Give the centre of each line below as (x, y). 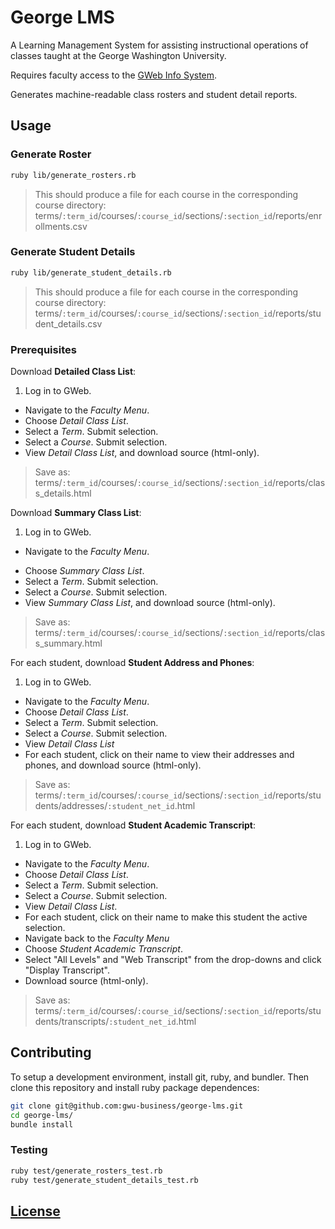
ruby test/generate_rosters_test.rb (86, 1171)
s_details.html (63, 493)
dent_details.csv (68, 323)
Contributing (51, 1052)
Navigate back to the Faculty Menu (97, 938)
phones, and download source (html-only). (113, 765)
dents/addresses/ (71, 805)
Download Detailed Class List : (73, 371)
